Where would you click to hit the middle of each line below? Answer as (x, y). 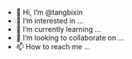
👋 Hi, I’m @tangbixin (49, 12)
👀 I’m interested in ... (50, 21)
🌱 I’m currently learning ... (58, 29)
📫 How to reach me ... (53, 47)
